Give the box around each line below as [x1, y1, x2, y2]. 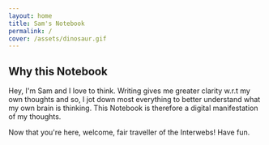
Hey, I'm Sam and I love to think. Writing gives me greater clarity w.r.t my [8, 86, 251, 96]
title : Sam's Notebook [8, 19, 85, 28]
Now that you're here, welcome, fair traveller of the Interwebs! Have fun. [8, 127, 250, 138]
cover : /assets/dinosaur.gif [8, 34, 107, 43]
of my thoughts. [8, 112, 62, 122]
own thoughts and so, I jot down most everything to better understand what [8, 95, 261, 104]
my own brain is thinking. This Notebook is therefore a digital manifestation [8, 103, 258, 113]
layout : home [8, 11, 53, 20]
